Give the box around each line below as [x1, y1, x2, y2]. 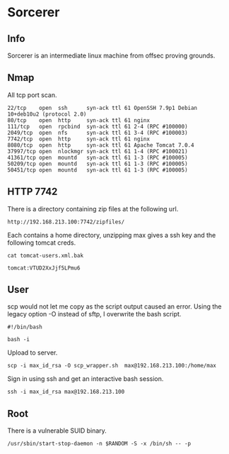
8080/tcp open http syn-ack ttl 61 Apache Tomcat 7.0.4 [7, 141, 194, 149]
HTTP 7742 [7, 186, 58, 198]
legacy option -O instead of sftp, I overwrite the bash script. [7, 310, 182, 319]
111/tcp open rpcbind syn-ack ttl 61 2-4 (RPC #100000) [7, 123, 189, 130]
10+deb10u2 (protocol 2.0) [7, 111, 87, 118]
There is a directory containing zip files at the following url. [7, 204, 179, 213]
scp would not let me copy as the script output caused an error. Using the [7, 302, 222, 311]
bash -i [7, 336, 30, 343]
